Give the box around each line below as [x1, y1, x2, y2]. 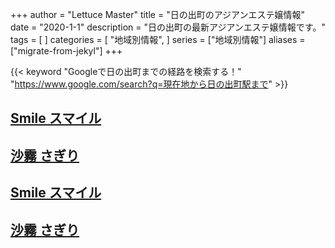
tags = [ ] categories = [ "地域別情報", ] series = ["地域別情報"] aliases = [10, 34, 306, 45]
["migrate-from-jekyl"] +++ [10, 45, 123, 57]
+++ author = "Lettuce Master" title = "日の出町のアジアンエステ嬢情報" [10, 9, 306, 20]
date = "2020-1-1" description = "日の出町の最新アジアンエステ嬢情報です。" [10, 21, 326, 33]
